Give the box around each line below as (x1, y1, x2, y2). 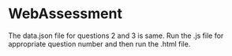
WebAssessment (8, 5, 122, 23)
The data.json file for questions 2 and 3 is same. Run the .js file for (8, 31, 224, 40)
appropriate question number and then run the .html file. (8, 39, 191, 48)
